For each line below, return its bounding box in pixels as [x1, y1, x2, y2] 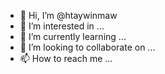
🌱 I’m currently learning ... [19, 31, 127, 42]
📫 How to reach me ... [19, 53, 113, 64]
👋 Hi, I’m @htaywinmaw [19, 10, 118, 21]
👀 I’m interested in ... [19, 20, 105, 32]
